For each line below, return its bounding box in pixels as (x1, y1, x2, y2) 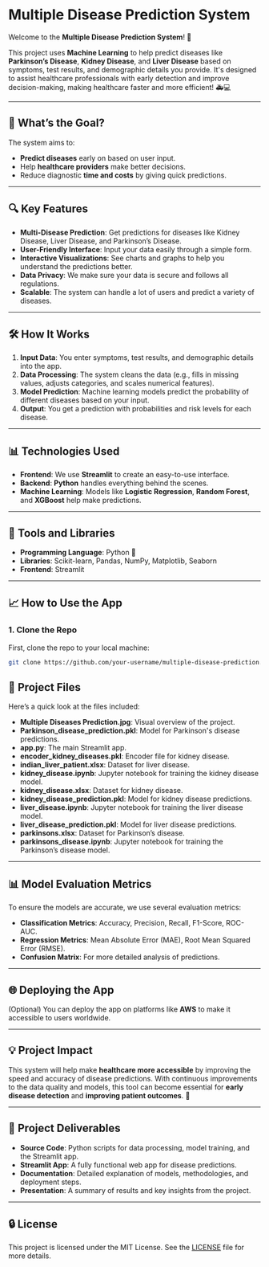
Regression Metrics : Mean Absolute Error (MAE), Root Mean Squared (19, 935, 251, 945)
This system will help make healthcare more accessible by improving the (8, 1065, 251, 1074)
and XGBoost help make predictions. (19, 496, 142, 505)
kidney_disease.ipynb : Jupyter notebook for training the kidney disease (19, 769, 259, 779)
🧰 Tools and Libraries (8, 526, 115, 540)
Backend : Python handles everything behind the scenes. (19, 478, 209, 488)
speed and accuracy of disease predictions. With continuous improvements (8, 1073, 258, 1083)
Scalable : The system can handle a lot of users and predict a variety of (19, 287, 255, 296)
